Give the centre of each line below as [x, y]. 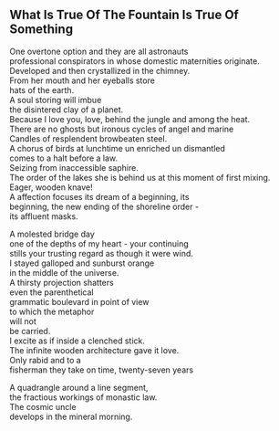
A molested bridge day [52, 234]
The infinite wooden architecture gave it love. [94, 350]
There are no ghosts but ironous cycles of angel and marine [122, 129]
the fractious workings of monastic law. [83, 397]
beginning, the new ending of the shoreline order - [104, 206]
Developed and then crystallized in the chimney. [100, 70]
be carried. [30, 331]
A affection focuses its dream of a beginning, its [99, 196]
